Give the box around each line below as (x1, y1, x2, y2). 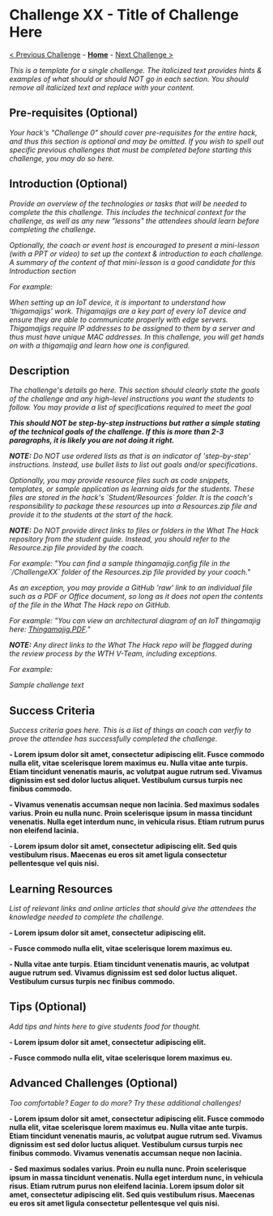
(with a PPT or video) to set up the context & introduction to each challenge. (9, 249, 264, 259)
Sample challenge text (9, 680, 84, 690)
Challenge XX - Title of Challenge (9, 6, 239, 24)
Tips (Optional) (9, 1000, 87, 1014)
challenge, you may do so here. (9, 153, 115, 163)
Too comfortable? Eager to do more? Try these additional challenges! (9, 1098, 241, 1107)
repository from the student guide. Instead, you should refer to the (9, 534, 230, 544)
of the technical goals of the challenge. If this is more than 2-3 (9, 427, 224, 437)
